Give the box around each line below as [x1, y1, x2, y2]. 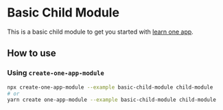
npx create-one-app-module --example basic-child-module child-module [7, 84, 213, 91]
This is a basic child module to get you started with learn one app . [7, 27, 193, 36]
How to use [7, 47, 56, 59]
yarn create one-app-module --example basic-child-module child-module [7, 96, 216, 104]
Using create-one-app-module [7, 68, 104, 78]
